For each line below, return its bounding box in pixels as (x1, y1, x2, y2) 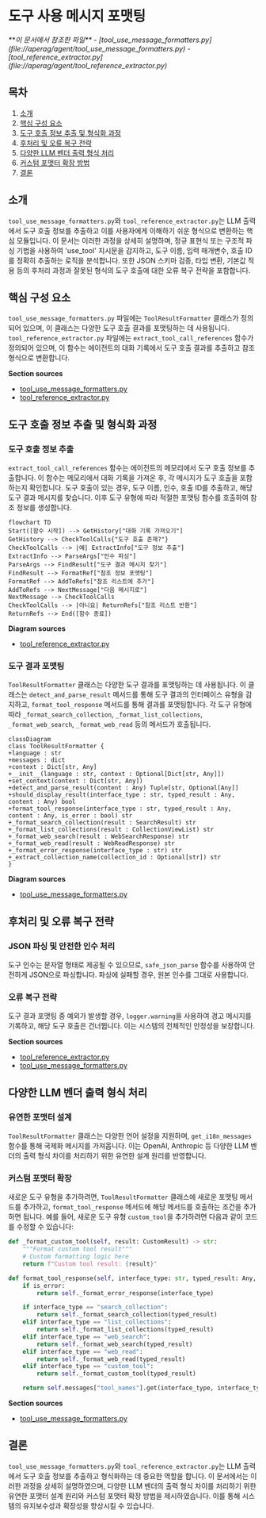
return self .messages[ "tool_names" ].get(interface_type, (22, 1384, 215, 1393)
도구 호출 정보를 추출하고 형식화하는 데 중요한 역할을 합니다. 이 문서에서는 (22, 1471, 249, 1481)
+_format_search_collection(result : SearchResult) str (8, 819, 196, 827)
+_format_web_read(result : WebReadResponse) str (8, 840, 176, 847)
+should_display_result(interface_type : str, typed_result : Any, (8, 791, 236, 799)
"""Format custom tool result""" (22, 1245, 133, 1254)
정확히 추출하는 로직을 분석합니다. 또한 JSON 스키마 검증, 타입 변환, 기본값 (16, 256, 247, 265)
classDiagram (8, 736, 51, 744)
